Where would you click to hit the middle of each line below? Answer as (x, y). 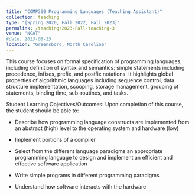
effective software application (51, 164)
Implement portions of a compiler (55, 139)
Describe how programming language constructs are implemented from (102, 122)
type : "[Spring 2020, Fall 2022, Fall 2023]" (63, 22)
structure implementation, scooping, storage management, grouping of (92, 86)
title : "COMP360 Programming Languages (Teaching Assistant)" (84, 12)
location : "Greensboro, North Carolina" (57, 45)
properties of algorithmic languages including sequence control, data (90, 80)
